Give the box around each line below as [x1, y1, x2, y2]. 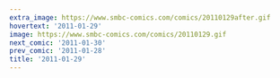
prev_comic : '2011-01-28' [9, 47, 106, 56]
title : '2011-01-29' [9, 55, 87, 64]
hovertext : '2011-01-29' [9, 22, 102, 30]
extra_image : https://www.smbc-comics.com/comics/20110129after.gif [9, 13, 271, 22]
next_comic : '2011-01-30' [9, 38, 106, 48]
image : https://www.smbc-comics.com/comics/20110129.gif [9, 30, 227, 39]
